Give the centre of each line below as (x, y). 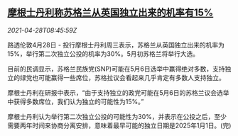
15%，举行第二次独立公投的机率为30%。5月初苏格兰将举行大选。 (103, 53)
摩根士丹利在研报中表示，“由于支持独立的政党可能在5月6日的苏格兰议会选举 (118, 92)
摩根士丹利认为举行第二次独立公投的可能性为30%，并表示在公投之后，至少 (117, 116)
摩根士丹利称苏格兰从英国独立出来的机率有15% (110, 13)
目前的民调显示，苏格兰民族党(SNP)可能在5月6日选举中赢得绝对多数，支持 (116, 69)
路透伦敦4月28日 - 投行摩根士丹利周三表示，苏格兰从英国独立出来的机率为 (116, 45)
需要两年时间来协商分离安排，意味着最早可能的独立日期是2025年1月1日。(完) (119, 125)
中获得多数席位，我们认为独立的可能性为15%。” (76, 101)
